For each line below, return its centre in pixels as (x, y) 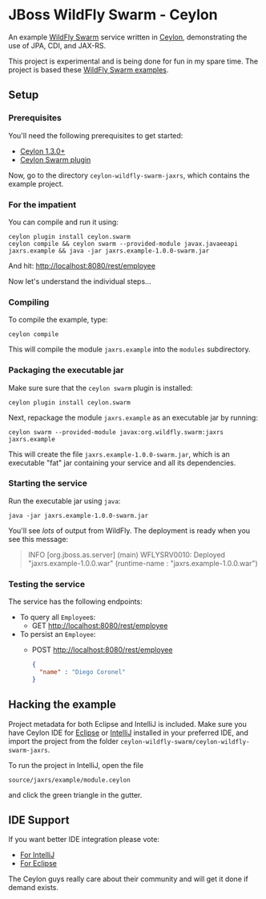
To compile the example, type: (58, 320)
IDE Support (39, 820)
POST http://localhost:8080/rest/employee (102, 650)
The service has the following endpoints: (75, 601)
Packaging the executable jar (66, 370)
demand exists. (33, 888)
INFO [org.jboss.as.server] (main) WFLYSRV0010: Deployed (127, 554)
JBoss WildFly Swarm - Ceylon (113, 15)
